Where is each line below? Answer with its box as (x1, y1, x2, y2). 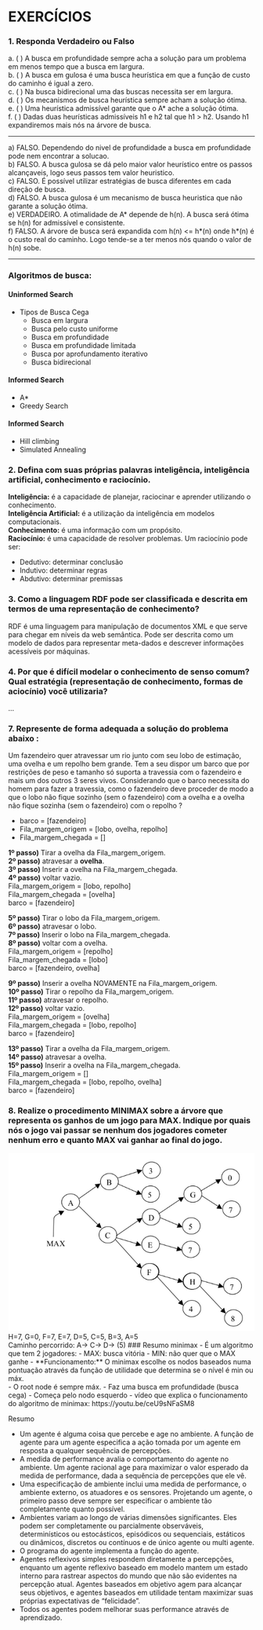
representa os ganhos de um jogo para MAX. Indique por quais (8, 1115, 251, 1126)
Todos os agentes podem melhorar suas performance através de (19, 1605, 229, 1614)
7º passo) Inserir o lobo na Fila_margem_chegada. (8, 930, 171, 940)
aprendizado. (19, 1613, 63, 1622)
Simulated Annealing (19, 445, 87, 455)
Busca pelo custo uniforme (31, 324, 119, 333)
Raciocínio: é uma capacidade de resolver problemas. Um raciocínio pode (8, 534, 248, 544)
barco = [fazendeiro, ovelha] (8, 963, 100, 973)
